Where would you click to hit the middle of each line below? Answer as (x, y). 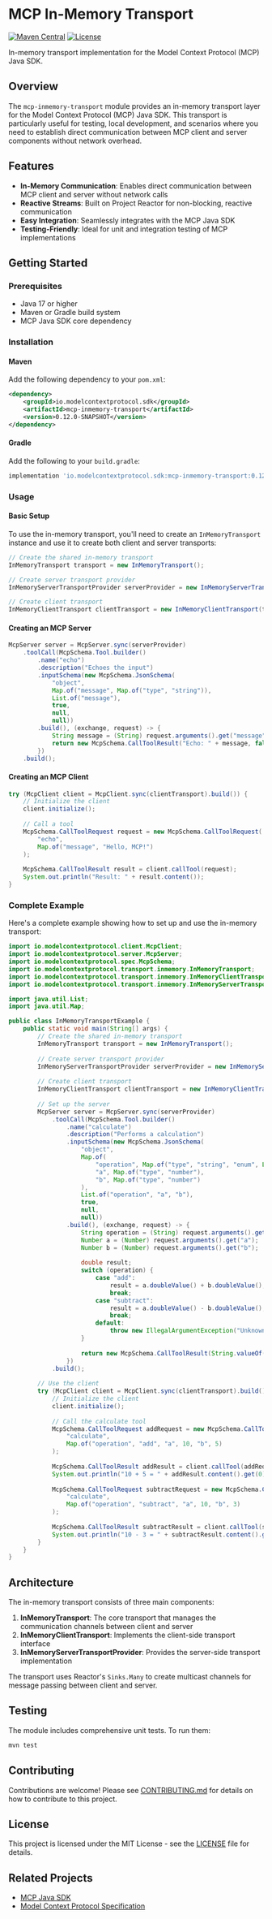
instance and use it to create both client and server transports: (113, 542)
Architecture (41, 1582)
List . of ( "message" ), (86, 698)
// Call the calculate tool (99, 1421)
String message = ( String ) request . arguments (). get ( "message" (159, 736)
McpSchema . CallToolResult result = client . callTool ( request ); (130, 870)
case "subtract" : (124, 1300)
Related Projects (51, 1878)
